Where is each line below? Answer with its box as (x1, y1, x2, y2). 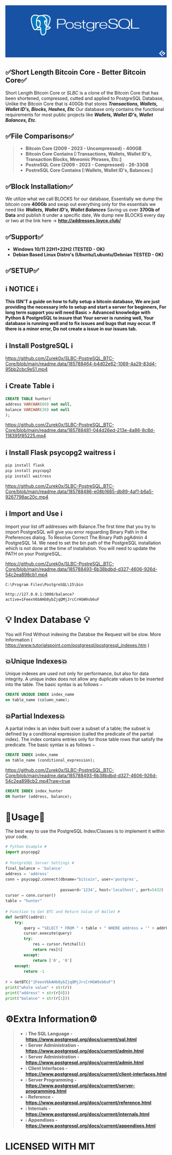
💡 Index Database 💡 (5, 614, 91, 626)
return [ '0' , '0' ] (32, 958, 72, 963)
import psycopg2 (5, 849, 40, 855)
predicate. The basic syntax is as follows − (5, 742, 96, 748)
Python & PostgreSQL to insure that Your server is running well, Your (5, 315, 154, 321)
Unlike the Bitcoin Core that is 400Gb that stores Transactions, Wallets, (5, 101, 158, 107)
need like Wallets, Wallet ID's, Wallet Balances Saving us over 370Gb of (5, 206, 160, 213)
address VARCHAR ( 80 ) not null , (5, 402, 72, 407)
